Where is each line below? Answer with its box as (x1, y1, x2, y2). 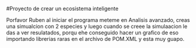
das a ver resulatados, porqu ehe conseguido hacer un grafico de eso (6, 29, 179, 36)
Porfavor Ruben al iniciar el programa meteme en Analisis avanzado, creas (6, 17, 190, 23)
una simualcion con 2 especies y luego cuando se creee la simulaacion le (6, 23, 188, 30)
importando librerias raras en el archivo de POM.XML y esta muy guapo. (6, 36, 185, 42)
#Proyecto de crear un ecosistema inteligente (6, 5, 119, 12)
